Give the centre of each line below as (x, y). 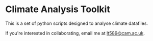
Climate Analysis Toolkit (58, 9)
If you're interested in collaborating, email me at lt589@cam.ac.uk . (75, 33)
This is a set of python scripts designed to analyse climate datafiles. (77, 23)
